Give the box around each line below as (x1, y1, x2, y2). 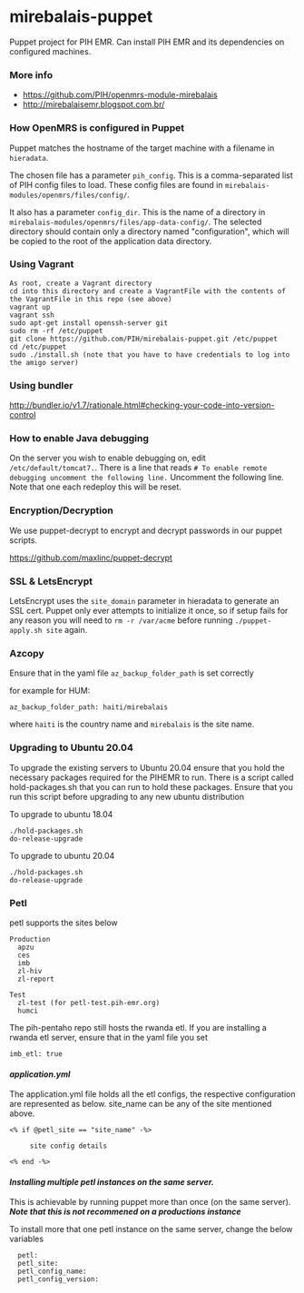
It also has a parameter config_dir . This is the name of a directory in (9, 206, 266, 217)
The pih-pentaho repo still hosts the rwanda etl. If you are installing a (9, 1022, 268, 1032)
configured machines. (9, 45, 92, 56)
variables (9, 1233, 44, 1245)
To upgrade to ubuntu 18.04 (9, 808, 113, 819)
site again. (45, 625, 88, 636)
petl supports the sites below (9, 917, 118, 928)
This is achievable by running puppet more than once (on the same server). (9, 1197, 291, 1208)
